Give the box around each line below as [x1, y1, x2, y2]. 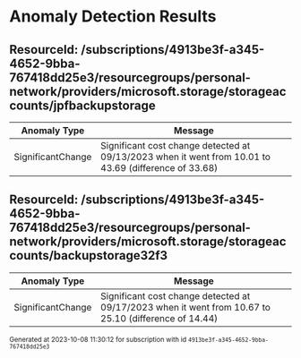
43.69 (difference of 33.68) [99, 162, 219, 174]
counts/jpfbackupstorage [9, 98, 156, 113]
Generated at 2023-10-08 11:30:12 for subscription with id [9, 335, 187, 344]
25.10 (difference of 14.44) [99, 311, 219, 324]
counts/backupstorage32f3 [9, 248, 168, 263]
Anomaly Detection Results [9, 6, 217, 27]
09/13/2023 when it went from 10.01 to [99, 150, 271, 163]
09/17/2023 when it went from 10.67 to [99, 301, 271, 313]
